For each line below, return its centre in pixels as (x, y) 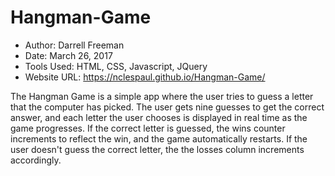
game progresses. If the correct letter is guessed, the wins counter (148, 128)
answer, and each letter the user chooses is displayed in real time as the (159, 117)
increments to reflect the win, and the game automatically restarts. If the (159, 138)
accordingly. (36, 160)
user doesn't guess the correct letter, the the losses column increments (157, 149)
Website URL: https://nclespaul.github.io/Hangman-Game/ (145, 77)
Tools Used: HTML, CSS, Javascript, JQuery (116, 66)
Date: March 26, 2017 (68, 55)
